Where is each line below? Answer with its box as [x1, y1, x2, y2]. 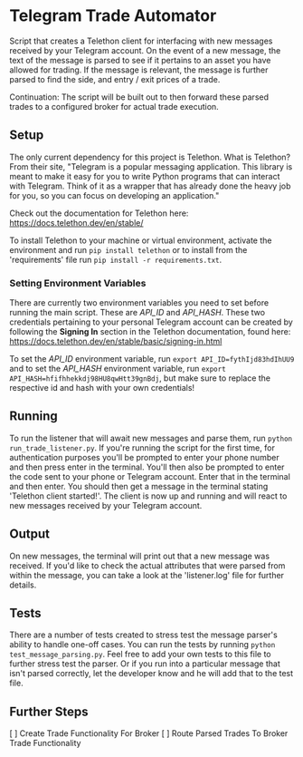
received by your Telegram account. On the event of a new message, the [9, 44, 281, 55]
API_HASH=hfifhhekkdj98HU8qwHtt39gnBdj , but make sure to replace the [9, 373, 271, 383]
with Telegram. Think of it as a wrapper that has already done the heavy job [9, 180, 291, 191]
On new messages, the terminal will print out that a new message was [9, 550, 270, 561]
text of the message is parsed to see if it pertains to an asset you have [9, 54, 271, 65]
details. [9, 579, 37, 590]
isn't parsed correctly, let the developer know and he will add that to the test [9, 668, 294, 679]
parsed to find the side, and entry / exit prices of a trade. [9, 73, 221, 84]
